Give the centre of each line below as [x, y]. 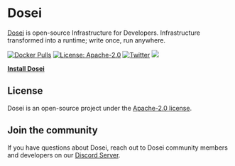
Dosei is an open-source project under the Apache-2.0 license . [100, 108]
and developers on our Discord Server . [64, 155]
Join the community [53, 130]
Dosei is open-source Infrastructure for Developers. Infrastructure [104, 33]
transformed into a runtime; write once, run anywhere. [86, 40]
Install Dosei [26, 68]
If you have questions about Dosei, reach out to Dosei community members [118, 148]
